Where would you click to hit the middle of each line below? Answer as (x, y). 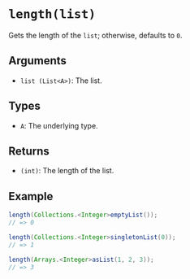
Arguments (38, 61)
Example (31, 196)
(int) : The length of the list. (67, 171)
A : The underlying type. (59, 125)
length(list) (52, 14)
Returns (29, 151)
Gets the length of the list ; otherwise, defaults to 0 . (95, 35)
